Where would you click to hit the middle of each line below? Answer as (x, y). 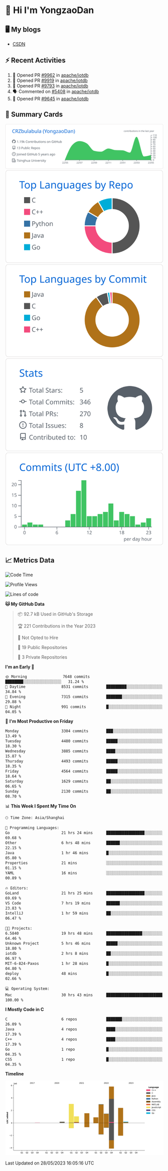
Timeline (15, 1074)
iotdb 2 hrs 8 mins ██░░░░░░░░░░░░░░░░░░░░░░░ (84, 954)
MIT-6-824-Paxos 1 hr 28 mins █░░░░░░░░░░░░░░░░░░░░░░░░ (84, 964)
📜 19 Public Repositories (42, 648)
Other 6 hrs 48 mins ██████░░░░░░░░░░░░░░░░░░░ (84, 843)
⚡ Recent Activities (36, 61)
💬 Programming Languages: (32, 828)
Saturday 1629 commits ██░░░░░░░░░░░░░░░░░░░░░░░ (84, 781)
